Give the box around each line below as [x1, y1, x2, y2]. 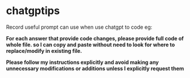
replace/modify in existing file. [6, 47, 82, 54]
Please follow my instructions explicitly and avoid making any [6, 59, 159, 66]
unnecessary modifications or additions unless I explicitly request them [6, 65, 184, 72]
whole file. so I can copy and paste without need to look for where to [6, 41, 175, 48]
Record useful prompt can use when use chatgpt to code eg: [6, 23, 153, 30]
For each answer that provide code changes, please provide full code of [6, 35, 184, 42]
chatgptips [6, 4, 60, 18]
